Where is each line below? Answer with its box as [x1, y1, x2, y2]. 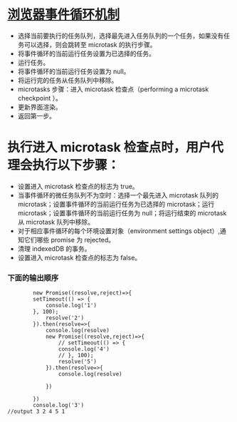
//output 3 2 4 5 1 [7, 408, 65, 416]
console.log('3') [33, 402, 84, 409]
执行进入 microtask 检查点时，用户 [7, 140, 211, 155]
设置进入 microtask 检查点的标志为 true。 [17, 182, 139, 190]
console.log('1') [45, 302, 98, 309]
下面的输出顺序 [7, 272, 59, 282]
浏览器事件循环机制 [7, 6, 120, 23]
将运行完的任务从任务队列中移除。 [17, 76, 118, 84]
